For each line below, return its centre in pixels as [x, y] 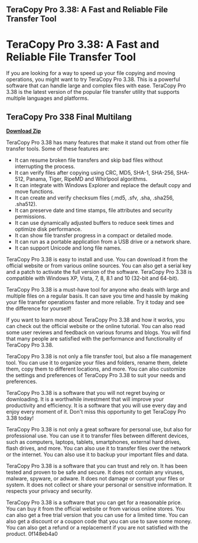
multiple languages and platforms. [48, 98]
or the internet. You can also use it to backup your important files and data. [97, 454]
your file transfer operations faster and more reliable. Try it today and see [95, 302]
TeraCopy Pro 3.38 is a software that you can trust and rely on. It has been [97, 466]
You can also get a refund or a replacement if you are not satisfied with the [97, 528]
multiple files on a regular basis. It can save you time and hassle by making [97, 296]
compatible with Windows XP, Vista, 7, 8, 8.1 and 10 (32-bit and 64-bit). [92, 278]
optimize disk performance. [48, 229]
